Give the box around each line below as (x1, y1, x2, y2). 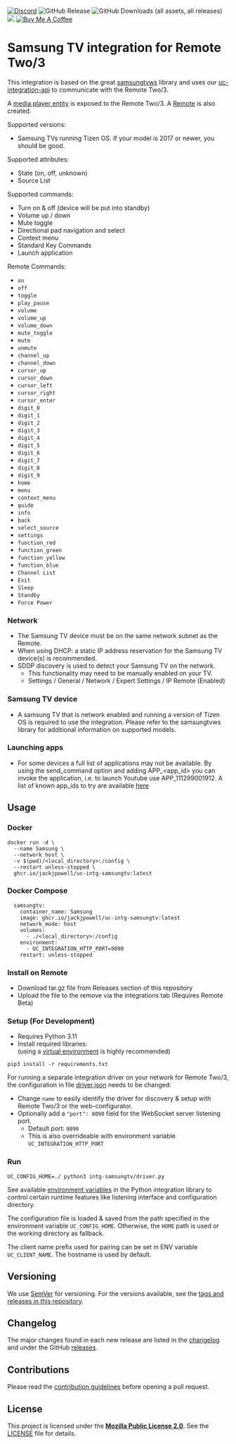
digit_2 (17, 420, 40, 427)
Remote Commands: (7, 262, 67, 271)
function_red (17, 539, 56, 546)
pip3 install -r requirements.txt (7, 1061, 109, 1068)
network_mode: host (20, 920, 77, 927)
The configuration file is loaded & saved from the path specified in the (7, 1213, 209, 1223)
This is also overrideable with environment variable (27, 1132, 176, 1140)
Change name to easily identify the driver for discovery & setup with (17, 1094, 211, 1103)
